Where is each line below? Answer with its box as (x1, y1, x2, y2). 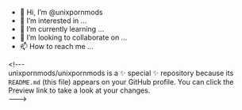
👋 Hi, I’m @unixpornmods (19, 8, 103, 17)
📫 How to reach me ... (19, 42, 94, 51)
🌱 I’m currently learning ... (19, 25, 105, 33)
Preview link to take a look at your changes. (8, 85, 151, 95)
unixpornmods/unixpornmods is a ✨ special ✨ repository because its (8, 68, 234, 78)
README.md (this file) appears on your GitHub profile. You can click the (8, 78, 234, 86)
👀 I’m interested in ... (19, 16, 87, 25)
